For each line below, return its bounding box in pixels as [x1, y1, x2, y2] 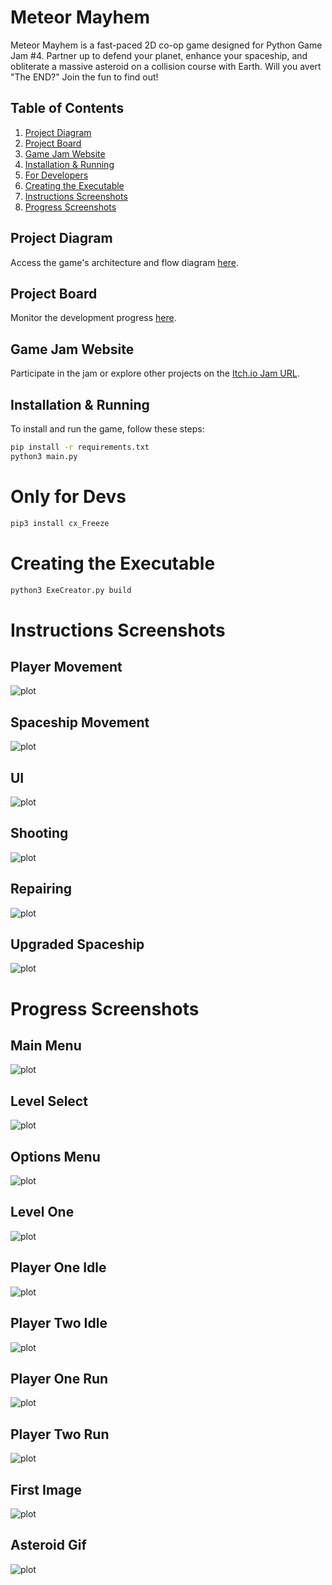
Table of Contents [10, 100, 125, 117]
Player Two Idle [10, 1315, 108, 1332]
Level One [10, 1204, 75, 1221]
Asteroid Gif [10, 1537, 87, 1554]
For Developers [24, 169, 89, 181]
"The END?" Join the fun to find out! [10, 71, 159, 83]
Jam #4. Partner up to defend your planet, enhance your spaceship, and [10, 49, 308, 61]
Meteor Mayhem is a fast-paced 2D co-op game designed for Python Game [10, 39, 323, 51]
